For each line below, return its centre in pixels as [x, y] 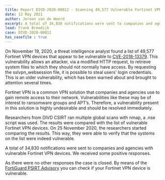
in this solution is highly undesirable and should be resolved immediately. [79, 108]
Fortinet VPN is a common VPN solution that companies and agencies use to [82, 92]
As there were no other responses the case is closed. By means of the [76, 163]
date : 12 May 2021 [24, 14]
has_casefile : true [26, 37]
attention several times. [29, 82]
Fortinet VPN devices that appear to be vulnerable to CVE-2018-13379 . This [82, 56]
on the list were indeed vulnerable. [40, 138]
